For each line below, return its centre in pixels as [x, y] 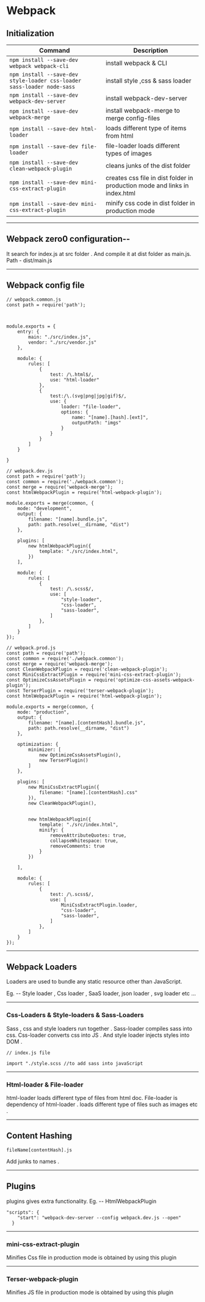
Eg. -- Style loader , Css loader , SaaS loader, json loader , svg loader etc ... [101, 993]
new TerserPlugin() [63, 760]
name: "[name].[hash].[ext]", [110, 417]
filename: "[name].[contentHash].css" [88, 792]
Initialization [31, 33]
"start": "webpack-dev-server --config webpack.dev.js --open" [99, 1217]
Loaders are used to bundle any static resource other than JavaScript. [94, 982]
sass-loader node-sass [42, 87]
